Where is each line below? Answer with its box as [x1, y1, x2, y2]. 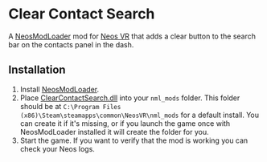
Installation [8, 63, 66, 77]
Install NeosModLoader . [19, 84, 100, 94]
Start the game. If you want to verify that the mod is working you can [19, 136, 249, 145]
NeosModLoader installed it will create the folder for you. [19, 127, 209, 136]
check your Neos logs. [19, 144, 95, 153]
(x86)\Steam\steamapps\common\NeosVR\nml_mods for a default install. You [19, 110, 260, 119]
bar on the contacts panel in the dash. [8, 39, 134, 49]
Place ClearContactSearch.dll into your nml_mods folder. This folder [19, 93, 240, 103]
